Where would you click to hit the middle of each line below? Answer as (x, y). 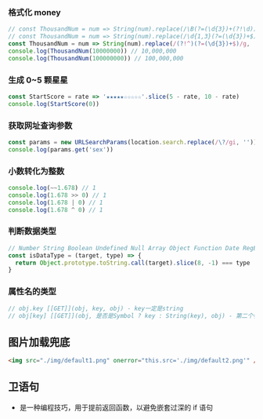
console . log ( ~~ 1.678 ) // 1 (52, 188)
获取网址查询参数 (40, 126)
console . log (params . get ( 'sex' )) (61, 149)
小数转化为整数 (36, 171)
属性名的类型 (32, 292)
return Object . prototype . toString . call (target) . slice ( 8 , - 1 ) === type (133, 263)
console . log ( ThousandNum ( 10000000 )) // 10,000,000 (92, 51)
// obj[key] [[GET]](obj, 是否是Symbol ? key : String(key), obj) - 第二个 (131, 315)
